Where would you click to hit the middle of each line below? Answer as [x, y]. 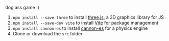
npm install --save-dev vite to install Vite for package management [86, 23]
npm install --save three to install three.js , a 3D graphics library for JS [88, 17]
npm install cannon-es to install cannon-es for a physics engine [80, 28]
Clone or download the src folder [47, 34]
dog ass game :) [22, 7]
